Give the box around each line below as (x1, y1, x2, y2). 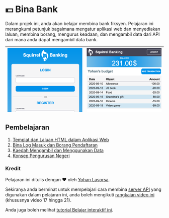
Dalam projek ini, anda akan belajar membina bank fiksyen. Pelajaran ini (5, 20, 153, 26)
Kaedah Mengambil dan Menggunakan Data (12, 147, 104, 153)
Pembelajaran (5, 123, 50, 132)
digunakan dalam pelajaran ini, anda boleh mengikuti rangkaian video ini (5, 191, 155, 197)
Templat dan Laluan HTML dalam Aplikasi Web (12, 136, 109, 142)
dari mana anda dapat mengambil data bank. (5, 36, 98, 42)
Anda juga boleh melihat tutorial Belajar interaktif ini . (5, 206, 113, 212)
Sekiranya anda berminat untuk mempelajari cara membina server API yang (5, 186, 162, 192)
